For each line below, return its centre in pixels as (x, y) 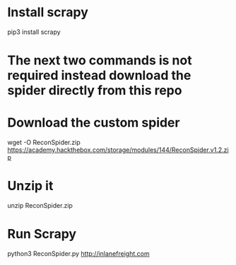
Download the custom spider (94, 123)
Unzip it (30, 186)
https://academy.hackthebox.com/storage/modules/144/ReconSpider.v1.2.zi (118, 150)
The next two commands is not (100, 60)
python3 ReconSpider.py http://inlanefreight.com (78, 253)
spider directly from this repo (95, 91)
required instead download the (99, 76)
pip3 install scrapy (34, 32)
